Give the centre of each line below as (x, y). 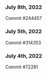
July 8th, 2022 (23, 7)
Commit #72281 (22, 67)
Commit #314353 (23, 42)
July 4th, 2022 (24, 56)
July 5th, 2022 (23, 32)
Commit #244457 (23, 18)
